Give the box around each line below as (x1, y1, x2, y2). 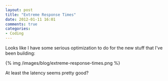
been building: (5, 50, 36, 56)
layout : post (5, 7, 33, 13)
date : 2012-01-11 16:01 (5, 17, 56, 22)
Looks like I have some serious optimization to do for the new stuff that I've (5, 45, 163, 51)
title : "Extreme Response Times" (5, 12, 76, 17)
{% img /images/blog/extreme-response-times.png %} (5, 60, 121, 66)
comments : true (5, 21, 38, 27)
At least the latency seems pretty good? (5, 70, 89, 76)
